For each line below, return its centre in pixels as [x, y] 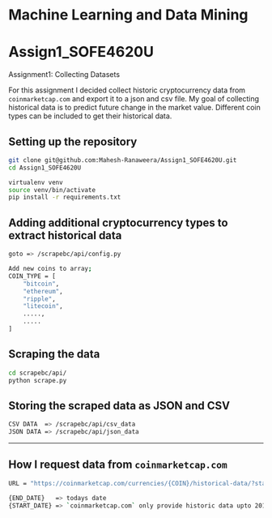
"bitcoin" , [41, 284]
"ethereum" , [43, 291]
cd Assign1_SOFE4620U [45, 168]
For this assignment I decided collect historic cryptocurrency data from [127, 90]
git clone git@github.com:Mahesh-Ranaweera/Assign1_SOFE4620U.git [123, 160]
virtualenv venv [36, 182]
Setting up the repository [73, 141]
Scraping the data [54, 354]
